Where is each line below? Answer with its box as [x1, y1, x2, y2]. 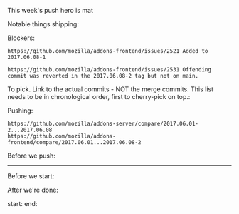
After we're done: [7, 185, 59, 194]
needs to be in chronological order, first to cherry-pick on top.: [7, 93, 191, 101]
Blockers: [7, 34, 36, 42]
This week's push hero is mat [7, 6, 94, 14]
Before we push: [7, 151, 55, 160]
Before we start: [7, 172, 55, 180]
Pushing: [7, 106, 33, 115]
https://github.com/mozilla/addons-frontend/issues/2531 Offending [7, 66, 212, 73]
